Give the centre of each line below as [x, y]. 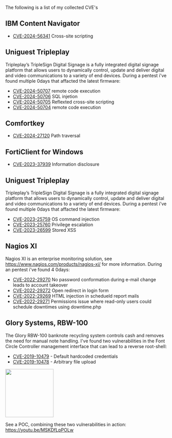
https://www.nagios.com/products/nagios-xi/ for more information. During [84, 264]
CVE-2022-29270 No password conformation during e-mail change [84, 279]
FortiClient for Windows [44, 152]
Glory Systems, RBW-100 [47, 323]
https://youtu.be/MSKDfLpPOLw [40, 430]
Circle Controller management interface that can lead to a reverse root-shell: [86, 346]
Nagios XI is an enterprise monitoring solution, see [59, 259]
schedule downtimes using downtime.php [57, 307]
